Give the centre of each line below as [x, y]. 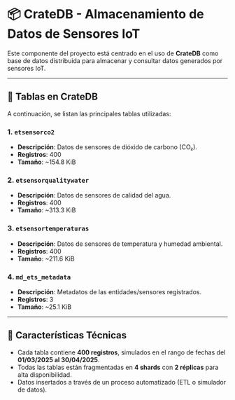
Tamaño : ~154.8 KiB [47, 162]
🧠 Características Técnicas [67, 335]
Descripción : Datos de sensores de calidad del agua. [94, 195]
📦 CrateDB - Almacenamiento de [106, 14]
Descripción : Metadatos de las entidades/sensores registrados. [109, 291]
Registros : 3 [35, 299]
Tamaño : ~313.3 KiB [47, 210]
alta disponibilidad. [44, 374]
